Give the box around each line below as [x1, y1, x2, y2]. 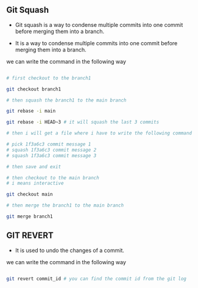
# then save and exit [6, 163, 62, 170]
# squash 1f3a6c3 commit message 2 [6, 147, 97, 153]
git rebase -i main [6, 108, 56, 114]
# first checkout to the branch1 [6, 75, 91, 81]
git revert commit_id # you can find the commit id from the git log [6, 275, 187, 282]
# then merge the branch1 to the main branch [6, 202, 124, 209]
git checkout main [6, 191, 53, 198]
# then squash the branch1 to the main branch [6, 97, 127, 103]
